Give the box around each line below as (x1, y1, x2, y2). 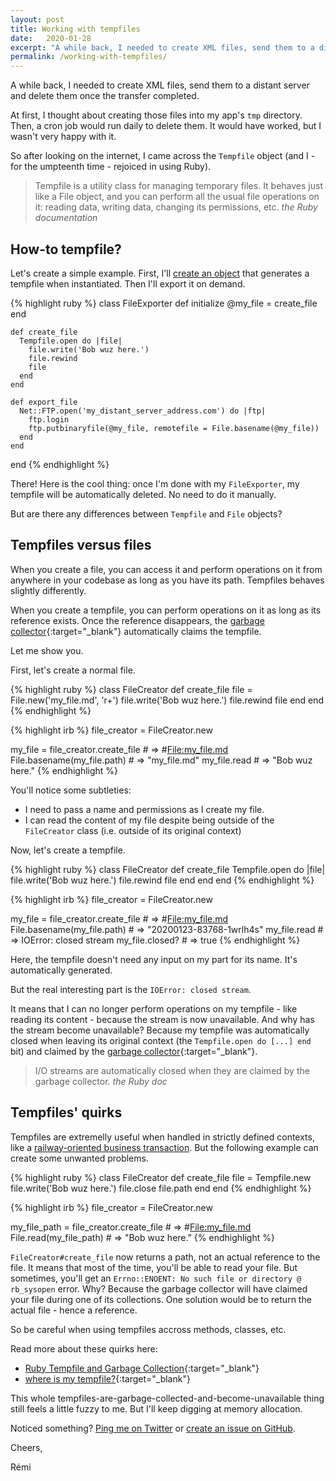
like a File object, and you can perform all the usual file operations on (34, 191, 320, 203)
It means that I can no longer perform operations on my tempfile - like (10, 1002, 298, 1015)
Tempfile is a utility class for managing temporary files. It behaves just (34, 180, 323, 192)
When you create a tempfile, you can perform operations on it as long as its (10, 604, 322, 616)
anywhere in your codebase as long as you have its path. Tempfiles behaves (10, 574, 325, 586)
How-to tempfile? (10, 241, 122, 258)
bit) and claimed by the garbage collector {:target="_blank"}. (10, 1045, 258, 1057)
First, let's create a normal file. (10, 664, 136, 676)
